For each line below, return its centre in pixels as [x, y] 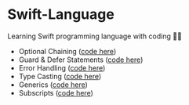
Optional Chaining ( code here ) [67, 51]
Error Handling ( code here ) [62, 67]
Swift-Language [61, 14]
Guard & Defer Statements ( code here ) [81, 60]
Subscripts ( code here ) [56, 92]
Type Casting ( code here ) [60, 76]
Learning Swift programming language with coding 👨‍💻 [94, 36]
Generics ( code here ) [53, 85]
